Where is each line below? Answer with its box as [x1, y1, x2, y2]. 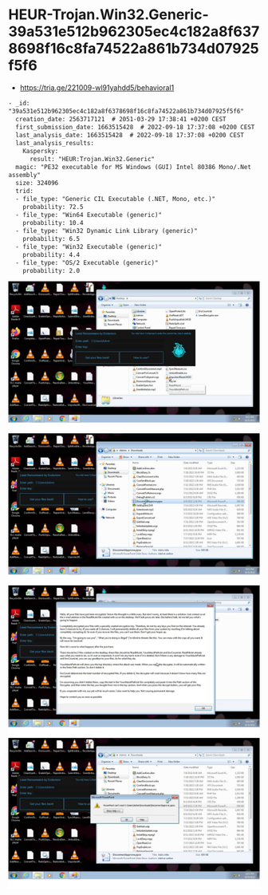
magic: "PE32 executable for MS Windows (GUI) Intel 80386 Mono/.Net [15, 163, 251, 171]
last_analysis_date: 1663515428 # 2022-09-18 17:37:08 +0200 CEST [15, 131, 245, 139]
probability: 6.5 [22, 235, 81, 242]
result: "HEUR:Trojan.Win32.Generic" [29, 155, 156, 163]
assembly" [8, 171, 41, 179]
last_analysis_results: [15, 139, 94, 147]
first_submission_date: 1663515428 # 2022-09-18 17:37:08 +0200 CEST [15, 123, 255, 131]
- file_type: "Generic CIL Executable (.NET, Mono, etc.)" [15, 195, 216, 203]
